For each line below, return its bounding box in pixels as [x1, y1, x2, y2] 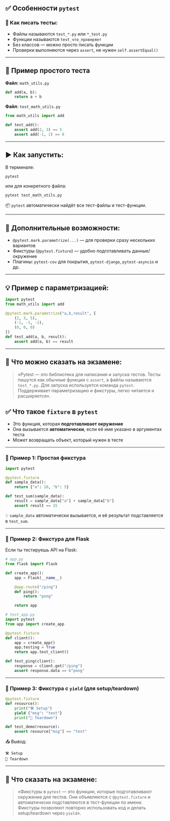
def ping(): [14, 589, 39, 594]
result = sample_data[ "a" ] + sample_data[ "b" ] [14, 499, 114, 504]
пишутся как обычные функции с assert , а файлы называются [17, 377, 152, 383]
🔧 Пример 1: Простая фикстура [5, 455, 86, 462]
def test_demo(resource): [5, 724, 60, 729]
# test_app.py [5, 612, 35, 617]
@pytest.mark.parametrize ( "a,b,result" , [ [5, 311, 96, 316]
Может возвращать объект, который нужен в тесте [12, 437, 123, 443]
